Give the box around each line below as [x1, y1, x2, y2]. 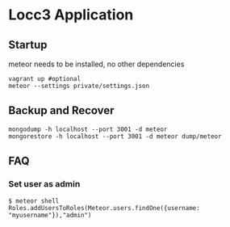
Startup [8, 38, 48, 52]
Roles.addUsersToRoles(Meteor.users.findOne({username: [8, 204, 200, 212]
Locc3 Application [8, 6, 134, 24]
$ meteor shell [8, 196, 60, 205]
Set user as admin [8, 179, 81, 190]
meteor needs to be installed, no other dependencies [8, 59, 185, 69]
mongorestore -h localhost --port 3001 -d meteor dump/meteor [8, 132, 222, 141]
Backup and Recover [8, 103, 115, 118]
